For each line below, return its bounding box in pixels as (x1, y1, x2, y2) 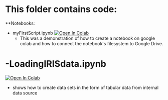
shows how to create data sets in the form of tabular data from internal (12, 84, 159, 90)
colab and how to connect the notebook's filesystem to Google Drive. (20, 40, 163, 46)
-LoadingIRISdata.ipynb (5, 58, 107, 70)
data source (12, 89, 38, 96)
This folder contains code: (5, 4, 117, 15)
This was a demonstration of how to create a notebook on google (20, 35, 155, 41)
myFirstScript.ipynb (12, 30, 54, 36)
